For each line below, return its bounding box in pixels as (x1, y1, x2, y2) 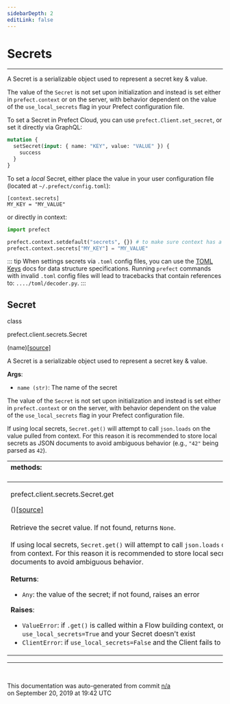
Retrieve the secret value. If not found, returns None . (10, 523, 176, 533)
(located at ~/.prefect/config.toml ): (7, 181, 111, 190)
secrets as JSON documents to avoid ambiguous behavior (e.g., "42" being (7, 439, 219, 447)
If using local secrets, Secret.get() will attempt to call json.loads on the (7, 425, 211, 433)
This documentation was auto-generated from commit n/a (7, 682, 171, 690)
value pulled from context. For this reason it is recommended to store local (7, 432, 217, 440)
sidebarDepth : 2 (7, 10, 53, 17)
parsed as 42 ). (7, 447, 47, 455)
